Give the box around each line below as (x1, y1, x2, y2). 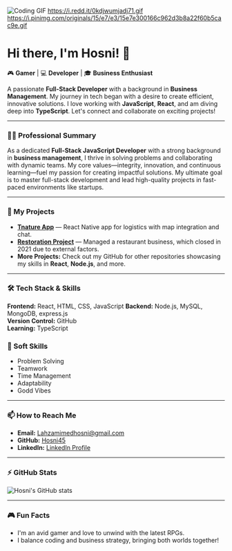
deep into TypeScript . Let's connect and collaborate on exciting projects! (7, 107, 216, 115)
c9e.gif (7, 21, 28, 29)
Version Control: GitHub (7, 316, 77, 325)
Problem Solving (17, 357, 64, 365)
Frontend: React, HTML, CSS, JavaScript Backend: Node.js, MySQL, (7, 302, 203, 310)
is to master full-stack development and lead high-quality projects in (7, 176, 202, 184)
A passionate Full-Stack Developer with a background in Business (7, 84, 198, 93)
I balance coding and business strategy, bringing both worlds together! (17, 536, 220, 545)
